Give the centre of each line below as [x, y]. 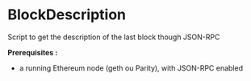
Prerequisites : [33, 52]
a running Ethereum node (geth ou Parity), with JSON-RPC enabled [131, 68]
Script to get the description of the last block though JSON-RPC [114, 37]
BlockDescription [67, 15]
